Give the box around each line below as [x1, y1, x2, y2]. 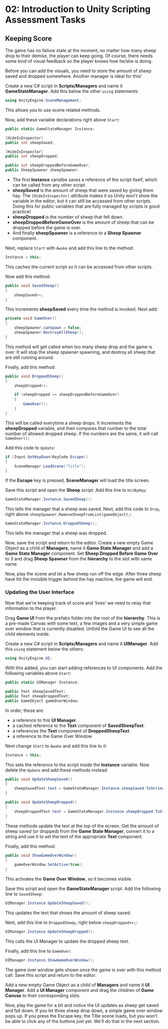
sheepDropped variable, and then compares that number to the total [5, 425, 146, 431]
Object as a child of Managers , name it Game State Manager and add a [5, 545, 153, 551]
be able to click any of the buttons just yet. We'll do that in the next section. [5, 1018, 160, 1024]
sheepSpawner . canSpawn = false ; [14, 325, 81, 331]
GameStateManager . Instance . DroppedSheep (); [5, 521, 97, 526]
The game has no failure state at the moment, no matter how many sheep [5, 48, 156, 53]
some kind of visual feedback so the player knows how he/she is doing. [5, 58, 152, 64]
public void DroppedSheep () [5, 374, 64, 379]
